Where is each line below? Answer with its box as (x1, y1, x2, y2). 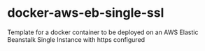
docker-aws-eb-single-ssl (7, 5, 164, 21)
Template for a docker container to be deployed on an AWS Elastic (7, 28, 199, 36)
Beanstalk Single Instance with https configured (7, 35, 146, 43)
